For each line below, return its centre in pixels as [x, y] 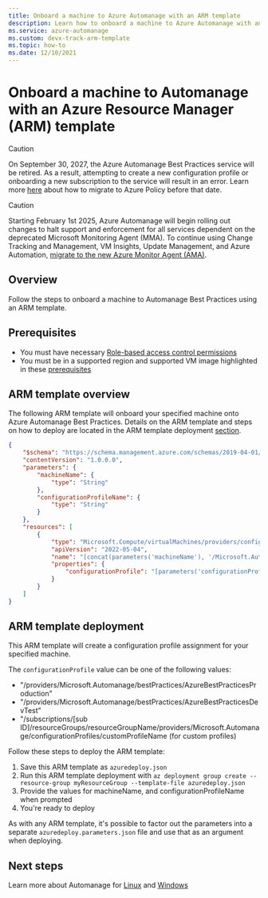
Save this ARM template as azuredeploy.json [93, 767]
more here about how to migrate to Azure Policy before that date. [115, 190]
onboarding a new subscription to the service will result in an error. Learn [129, 181]
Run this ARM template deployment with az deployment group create [133, 776]
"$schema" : [41, 453]
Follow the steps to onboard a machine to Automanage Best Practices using [133, 299]
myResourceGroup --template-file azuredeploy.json [160, 784]
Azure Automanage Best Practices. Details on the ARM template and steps [130, 422]
